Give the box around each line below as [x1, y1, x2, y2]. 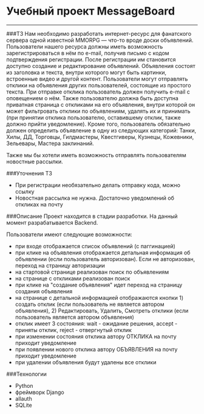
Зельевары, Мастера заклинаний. [6, 140, 94, 147]
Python [15, 382, 33, 389]
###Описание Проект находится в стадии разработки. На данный [6, 212, 178, 220]
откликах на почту [15, 200, 64, 208]
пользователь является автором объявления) [15, 313, 135, 321]
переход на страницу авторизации [15, 262, 105, 269]
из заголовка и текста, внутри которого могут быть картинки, [6, 69, 167, 76]
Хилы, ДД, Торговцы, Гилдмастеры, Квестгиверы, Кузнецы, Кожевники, [6, 133, 194, 140]
